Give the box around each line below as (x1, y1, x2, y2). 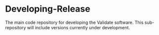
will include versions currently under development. (27, 24, 130, 30)
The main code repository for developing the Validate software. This (5, 19, 144, 25)
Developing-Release (5, 3, 90, 15)
